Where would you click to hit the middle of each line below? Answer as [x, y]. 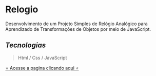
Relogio [22, 9]
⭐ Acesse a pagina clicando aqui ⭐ [42, 68]
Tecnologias [26, 45]
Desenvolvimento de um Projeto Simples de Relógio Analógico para [76, 24]
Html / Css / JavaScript [42, 58]
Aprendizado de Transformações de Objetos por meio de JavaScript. [78, 29]
